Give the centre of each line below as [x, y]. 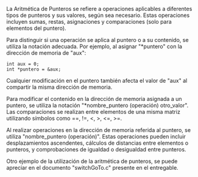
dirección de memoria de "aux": [46, 53]
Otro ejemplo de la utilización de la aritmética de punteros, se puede [92, 161]
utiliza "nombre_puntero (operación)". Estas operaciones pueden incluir [96, 137]
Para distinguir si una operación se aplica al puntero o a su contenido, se [97, 40]
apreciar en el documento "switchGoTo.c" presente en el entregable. [92, 168]
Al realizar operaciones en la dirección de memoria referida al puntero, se [98, 130]
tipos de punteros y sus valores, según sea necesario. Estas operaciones [98, 15]
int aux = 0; [23, 64]
